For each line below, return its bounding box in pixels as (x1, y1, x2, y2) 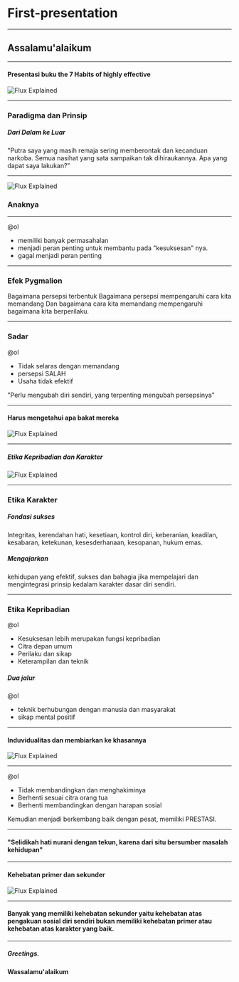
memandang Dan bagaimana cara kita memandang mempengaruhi (7, 299, 203, 308)
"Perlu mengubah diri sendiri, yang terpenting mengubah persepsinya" (7, 391, 216, 399)
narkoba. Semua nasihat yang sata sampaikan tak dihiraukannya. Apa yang (7, 153, 228, 162)
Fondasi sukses (7, 512, 55, 521)
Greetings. (7, 949, 40, 958)
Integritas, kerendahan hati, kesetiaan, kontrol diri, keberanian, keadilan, (7, 530, 218, 539)
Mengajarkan (7, 554, 48, 563)
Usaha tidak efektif (17, 376, 73, 386)
